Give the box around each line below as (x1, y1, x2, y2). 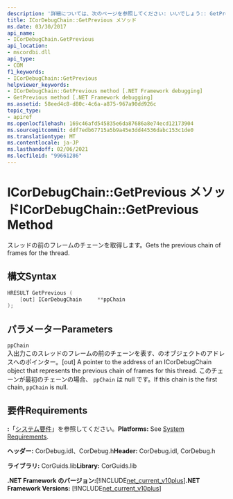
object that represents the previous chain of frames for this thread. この (7, 366, 212, 375)
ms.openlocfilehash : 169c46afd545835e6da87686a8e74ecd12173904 (7, 120, 194, 127)
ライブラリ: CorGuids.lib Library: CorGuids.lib (7, 461, 137, 470)
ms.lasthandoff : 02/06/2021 (7, 146, 89, 153)
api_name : (7, 29, 36, 37)
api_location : (7, 42, 49, 49)
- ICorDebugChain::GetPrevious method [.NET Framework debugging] (7, 88, 203, 95)
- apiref (7, 113, 33, 120)
